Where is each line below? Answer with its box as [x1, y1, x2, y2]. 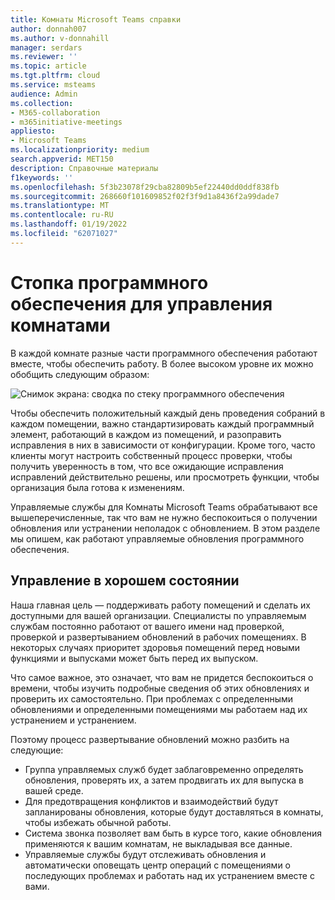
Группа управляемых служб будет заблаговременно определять [24, 763, 304, 775]
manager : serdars [10, 42, 83, 53]
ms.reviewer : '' [10, 52, 78, 62]
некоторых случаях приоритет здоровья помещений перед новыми [10, 641, 301, 653]
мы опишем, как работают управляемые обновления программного [10, 532, 305, 545]
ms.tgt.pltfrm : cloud [10, 71, 101, 81]
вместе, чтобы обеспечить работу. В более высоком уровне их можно [10, 357, 314, 370]
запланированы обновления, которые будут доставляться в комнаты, [24, 806, 324, 818]
